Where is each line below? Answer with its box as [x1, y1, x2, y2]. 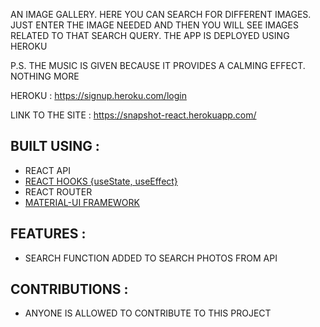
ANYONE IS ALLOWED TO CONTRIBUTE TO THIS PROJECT [24, 307, 272, 319]
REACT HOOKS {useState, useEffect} [24, 175, 178, 187]
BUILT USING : [10, 138, 100, 155]
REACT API [24, 164, 71, 176]
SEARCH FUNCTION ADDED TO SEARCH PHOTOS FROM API [24, 252, 278, 264]
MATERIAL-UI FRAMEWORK [24, 196, 140, 208]
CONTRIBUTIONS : [10, 281, 129, 298]
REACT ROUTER [24, 185, 93, 198]
